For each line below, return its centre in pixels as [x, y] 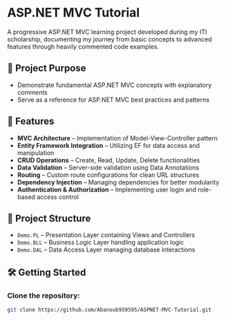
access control [58, 197]
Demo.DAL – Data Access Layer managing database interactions [106, 250]
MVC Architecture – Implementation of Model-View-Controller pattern [117, 138]
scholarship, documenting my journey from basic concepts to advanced [110, 39]
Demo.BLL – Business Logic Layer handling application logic [101, 243]
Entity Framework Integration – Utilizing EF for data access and [109, 145]
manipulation [36, 153]
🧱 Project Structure [49, 218]
